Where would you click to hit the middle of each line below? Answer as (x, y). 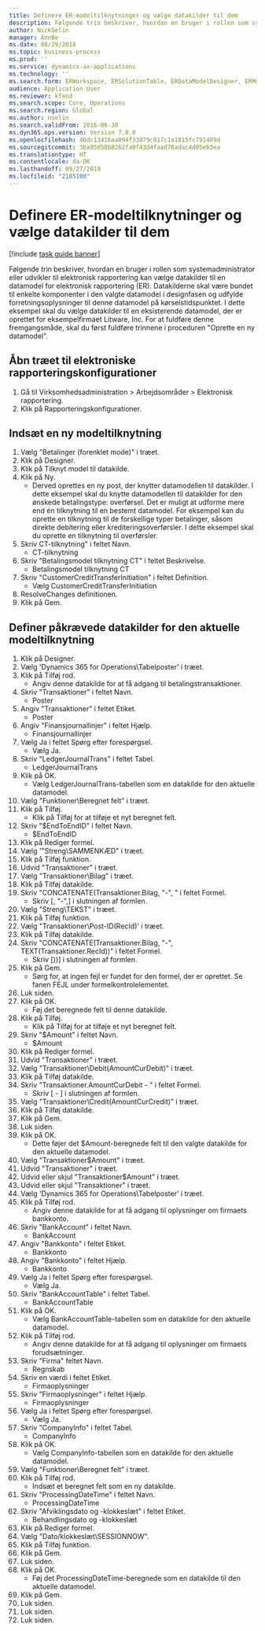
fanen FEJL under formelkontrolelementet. (101, 985)
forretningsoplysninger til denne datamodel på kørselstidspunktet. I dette (127, 302)
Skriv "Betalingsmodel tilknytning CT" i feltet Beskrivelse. (113, 561)
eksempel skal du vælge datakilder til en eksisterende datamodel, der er (126, 311)
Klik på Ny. (38, 478)
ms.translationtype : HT (48, 154)
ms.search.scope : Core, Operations (67, 103)
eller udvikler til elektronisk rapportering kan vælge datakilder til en (118, 277)
